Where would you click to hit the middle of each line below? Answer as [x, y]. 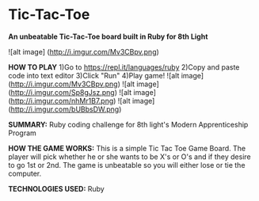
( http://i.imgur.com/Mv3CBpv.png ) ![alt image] [84, 84]
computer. [25, 173]
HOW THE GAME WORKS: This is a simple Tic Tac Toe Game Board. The [127, 148]
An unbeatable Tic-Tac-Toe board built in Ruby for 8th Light [108, 36]
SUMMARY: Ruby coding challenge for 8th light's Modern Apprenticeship [128, 124]
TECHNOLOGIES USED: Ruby [56, 188]
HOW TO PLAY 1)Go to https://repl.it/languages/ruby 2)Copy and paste [124, 67]
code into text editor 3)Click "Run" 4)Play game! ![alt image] [106, 75]
